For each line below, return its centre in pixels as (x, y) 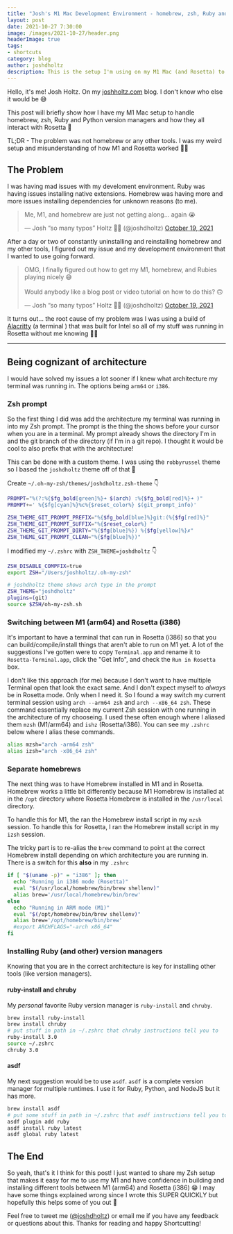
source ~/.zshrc (31, 1044)
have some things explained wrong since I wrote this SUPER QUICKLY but (113, 1195)
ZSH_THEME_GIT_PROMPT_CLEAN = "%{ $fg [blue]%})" (74, 537)
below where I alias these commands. (61, 732)
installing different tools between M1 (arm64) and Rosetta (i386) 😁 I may (111, 1187)
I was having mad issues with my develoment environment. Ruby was (106, 186)
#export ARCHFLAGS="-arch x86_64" (63, 927)
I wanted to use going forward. (51, 256)
